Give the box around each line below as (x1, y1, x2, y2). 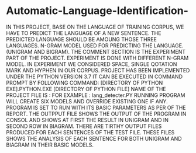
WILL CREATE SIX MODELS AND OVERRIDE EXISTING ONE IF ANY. (6, 98, 168, 105)
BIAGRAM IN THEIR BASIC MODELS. (6, 141, 94, 148)
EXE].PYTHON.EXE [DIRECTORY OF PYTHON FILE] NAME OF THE (6, 85, 166, 92)
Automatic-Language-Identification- (6, 4, 189, 18)
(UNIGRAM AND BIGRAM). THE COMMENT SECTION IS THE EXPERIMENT (6, 48, 186, 55)
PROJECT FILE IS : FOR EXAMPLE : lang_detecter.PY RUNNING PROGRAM (6, 92, 185, 99)
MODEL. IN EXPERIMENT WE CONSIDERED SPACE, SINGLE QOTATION (6, 60, 177, 68)
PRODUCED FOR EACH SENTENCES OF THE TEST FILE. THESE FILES (6, 128, 175, 135)
